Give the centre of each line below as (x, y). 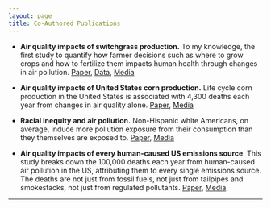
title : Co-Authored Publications (65, 23)
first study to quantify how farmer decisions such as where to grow (131, 55)
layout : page (30, 16)
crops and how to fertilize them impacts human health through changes (139, 63)
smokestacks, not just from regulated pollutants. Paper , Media (123, 187)
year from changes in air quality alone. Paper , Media (106, 105)
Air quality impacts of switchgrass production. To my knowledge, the (138, 46)
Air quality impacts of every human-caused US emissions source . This (141, 153)
